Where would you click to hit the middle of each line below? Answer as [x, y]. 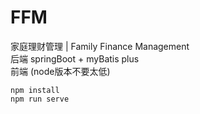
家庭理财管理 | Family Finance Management [100, 46]
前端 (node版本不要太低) [60, 71]
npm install [35, 90]
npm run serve [40, 99]
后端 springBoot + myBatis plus [75, 58]
